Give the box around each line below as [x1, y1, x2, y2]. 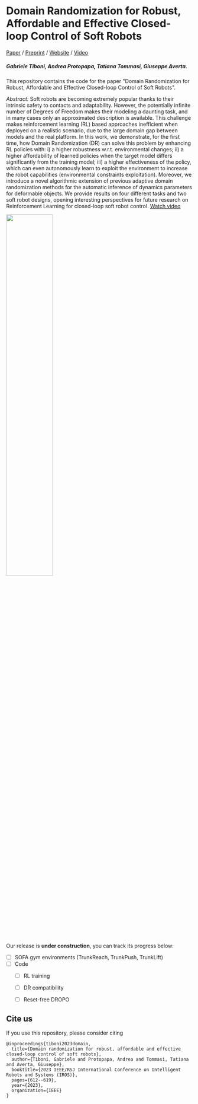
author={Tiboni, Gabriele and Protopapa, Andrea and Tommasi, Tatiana [11, 1057, 189, 1062]
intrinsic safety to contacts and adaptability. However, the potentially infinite [6, 101, 191, 109]
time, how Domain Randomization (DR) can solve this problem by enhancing [6, 139, 191, 147]
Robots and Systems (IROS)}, [6, 1072, 78, 1078]
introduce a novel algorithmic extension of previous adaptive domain [6, 177, 173, 184]
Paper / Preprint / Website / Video [6, 49, 89, 56]
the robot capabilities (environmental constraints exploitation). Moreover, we [6, 171, 192, 178]
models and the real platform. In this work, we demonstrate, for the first [6, 133, 180, 140]
